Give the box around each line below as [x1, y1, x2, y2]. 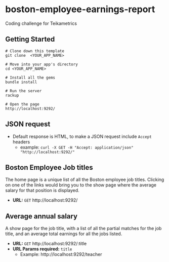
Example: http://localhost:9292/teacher [20, 251, 102, 257]
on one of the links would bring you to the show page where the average [5, 182, 157, 188]
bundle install [5, 80, 37, 85]
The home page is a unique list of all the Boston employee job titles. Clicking [5, 176, 164, 183]
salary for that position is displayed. [5, 188, 79, 194]
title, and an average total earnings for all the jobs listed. [5, 231, 122, 237]
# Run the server [5, 88, 42, 93]
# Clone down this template [5, 48, 65, 54]
